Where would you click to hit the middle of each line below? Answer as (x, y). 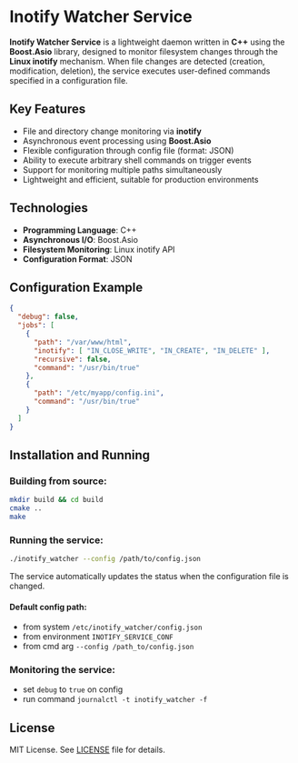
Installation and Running (80, 455)
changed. (27, 586)
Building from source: (58, 481)
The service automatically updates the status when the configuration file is (149, 576)
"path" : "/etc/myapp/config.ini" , (99, 393)
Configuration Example (76, 287)
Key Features (48, 110)
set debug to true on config (73, 689)
